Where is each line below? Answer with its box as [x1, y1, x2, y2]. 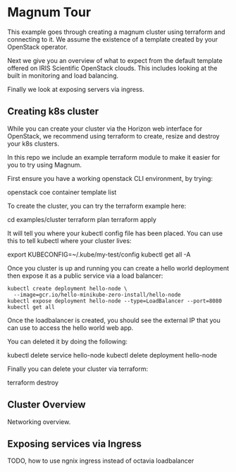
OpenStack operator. [7, 42, 68, 51]
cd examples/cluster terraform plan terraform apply [7, 215, 157, 223]
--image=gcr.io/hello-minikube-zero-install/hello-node [13, 291, 181, 298]
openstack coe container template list [7, 188, 117, 196]
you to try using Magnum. [7, 160, 82, 169]
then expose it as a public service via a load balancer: [7, 271, 163, 280]
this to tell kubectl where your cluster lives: [7, 236, 132, 244]
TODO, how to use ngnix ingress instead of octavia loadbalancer [7, 456, 194, 465]
